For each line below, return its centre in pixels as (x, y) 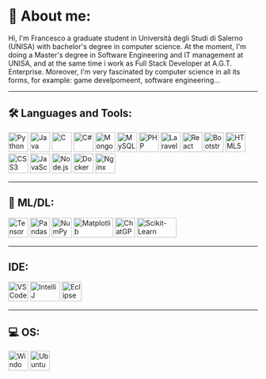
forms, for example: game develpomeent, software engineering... (114, 80)
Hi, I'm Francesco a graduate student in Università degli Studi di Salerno (125, 38)
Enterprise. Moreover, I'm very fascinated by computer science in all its (124, 71)
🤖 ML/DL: (31, 203)
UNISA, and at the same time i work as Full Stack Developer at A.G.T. (120, 63)
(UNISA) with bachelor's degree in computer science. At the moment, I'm (127, 46)
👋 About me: (49, 16)
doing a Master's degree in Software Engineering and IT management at (126, 55)
